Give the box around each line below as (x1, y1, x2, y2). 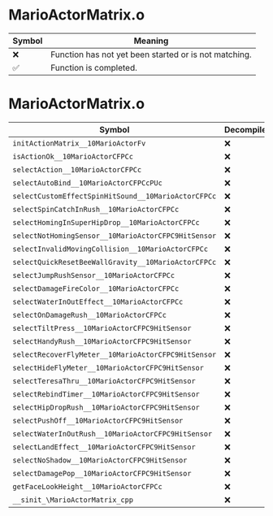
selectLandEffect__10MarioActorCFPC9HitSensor (12, 442, 197, 452)
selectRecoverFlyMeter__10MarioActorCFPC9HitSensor (12, 349, 217, 359)
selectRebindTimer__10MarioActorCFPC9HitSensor (12, 389, 201, 399)
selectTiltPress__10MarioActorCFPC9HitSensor (12, 323, 192, 332)
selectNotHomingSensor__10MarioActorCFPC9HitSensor (12, 231, 217, 241)
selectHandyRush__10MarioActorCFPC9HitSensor (12, 336, 192, 346)
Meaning (133, 35, 169, 46)
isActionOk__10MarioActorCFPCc (12, 152, 134, 161)
